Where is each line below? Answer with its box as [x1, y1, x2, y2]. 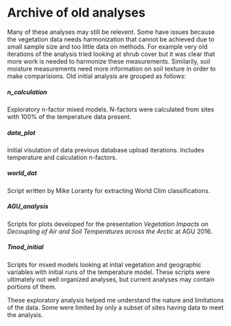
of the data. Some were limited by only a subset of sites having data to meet [7, 303, 224, 311]
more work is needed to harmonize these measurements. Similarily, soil [7, 57, 211, 65]
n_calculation [7, 88, 48, 96]
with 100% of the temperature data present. [7, 112, 131, 120]
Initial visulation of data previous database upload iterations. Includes [7, 145, 205, 154]
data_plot [7, 128, 36, 136]
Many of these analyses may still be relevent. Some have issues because [7, 28, 216, 36]
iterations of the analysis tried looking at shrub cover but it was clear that [7, 50, 216, 58]
